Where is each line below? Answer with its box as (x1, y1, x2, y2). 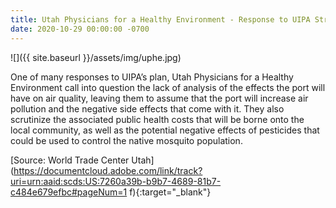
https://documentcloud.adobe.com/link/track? (13, 164, 203, 176)
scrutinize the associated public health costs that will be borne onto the (10, 113, 305, 125)
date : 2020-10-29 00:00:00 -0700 (10, 24, 150, 34)
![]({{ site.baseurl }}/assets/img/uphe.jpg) (10, 51, 182, 63)
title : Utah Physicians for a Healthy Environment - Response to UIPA (10, 14, 311, 25)
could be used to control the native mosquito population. (10, 134, 243, 146)
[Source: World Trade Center (10, 154, 130, 166)
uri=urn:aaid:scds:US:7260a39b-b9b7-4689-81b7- (10, 175, 222, 187)
